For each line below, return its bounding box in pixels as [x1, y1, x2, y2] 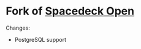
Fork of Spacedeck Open [6, 4, 135, 18]
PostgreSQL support [14, 36, 67, 43]
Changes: [6, 24, 30, 31]
